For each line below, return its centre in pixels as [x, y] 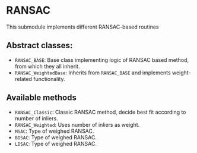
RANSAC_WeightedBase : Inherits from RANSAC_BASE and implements [93, 73]
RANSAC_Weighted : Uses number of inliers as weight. [77, 124]
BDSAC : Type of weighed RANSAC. [55, 137]
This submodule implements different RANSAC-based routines [82, 27]
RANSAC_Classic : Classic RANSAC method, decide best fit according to [100, 112]
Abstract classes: [39, 46]
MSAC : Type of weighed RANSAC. [54, 131]
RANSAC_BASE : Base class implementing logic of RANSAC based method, [101, 60]
